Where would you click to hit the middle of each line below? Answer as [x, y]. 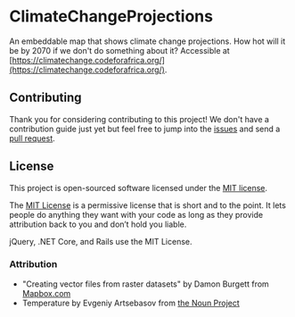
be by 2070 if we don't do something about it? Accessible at [119, 50]
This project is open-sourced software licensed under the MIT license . [139, 188]
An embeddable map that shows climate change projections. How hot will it [147, 41]
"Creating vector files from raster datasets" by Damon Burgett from [145, 284]
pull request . [32, 138]
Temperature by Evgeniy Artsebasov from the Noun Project [131, 303]
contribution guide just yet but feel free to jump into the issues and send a [145, 129]
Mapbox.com [46, 293]
